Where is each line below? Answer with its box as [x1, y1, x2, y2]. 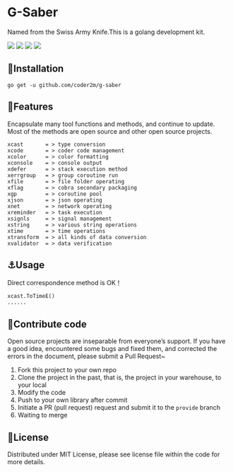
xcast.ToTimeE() [7, 293, 55, 300]
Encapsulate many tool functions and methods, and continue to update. [7, 120, 215, 128]
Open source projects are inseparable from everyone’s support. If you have [7, 337, 226, 345]
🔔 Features [7, 100, 54, 113]
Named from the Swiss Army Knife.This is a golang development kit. [7, 28, 205, 36]
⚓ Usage [7, 259, 44, 271]
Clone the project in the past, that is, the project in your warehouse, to [17, 373, 222, 382]
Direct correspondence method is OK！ [7, 279, 122, 287]
